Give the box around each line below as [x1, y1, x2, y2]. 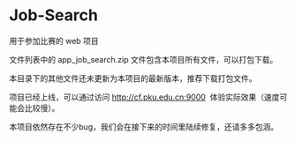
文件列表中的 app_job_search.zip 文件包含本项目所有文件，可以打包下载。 [9, 54, 278, 64]
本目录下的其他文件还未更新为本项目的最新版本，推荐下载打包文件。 [9, 72, 257, 84]
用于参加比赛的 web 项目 [9, 35, 99, 46]
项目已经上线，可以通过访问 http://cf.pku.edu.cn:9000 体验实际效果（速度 [9, 92, 280, 102]
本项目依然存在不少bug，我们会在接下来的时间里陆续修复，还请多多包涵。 [9, 121, 279, 132]
